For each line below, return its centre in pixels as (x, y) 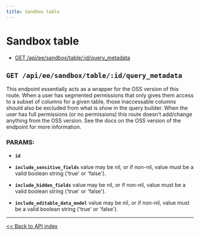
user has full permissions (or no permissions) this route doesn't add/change (99, 114)
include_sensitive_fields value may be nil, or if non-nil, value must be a (104, 167)
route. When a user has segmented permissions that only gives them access (100, 95)
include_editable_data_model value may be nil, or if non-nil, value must (102, 202)
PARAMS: (20, 142)
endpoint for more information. (44, 127)
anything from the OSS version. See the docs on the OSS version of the (94, 121)
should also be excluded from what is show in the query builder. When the (97, 108)
